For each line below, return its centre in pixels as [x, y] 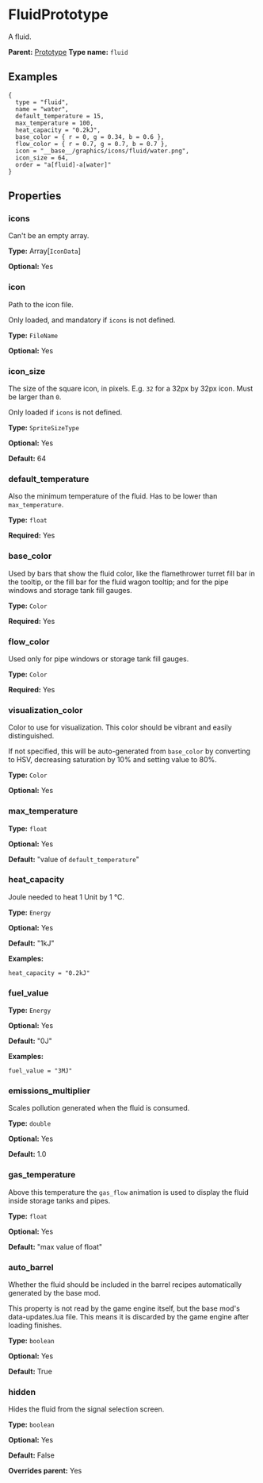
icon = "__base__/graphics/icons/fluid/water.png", [103, 151]
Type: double [30, 1123]
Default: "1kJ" [31, 943]
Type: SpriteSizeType [44, 428]
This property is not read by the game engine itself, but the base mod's [124, 1308]
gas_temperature [42, 1175]
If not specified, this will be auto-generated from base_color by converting [130, 751]
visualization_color [46, 710]
